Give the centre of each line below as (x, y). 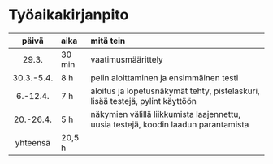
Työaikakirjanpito (69, 15)
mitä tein (108, 41)
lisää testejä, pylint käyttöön (143, 101)
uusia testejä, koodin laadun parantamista (170, 124)
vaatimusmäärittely (127, 59)
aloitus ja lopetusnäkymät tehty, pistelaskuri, (175, 91)
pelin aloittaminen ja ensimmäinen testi (165, 77)
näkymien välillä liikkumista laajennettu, (166, 114)
